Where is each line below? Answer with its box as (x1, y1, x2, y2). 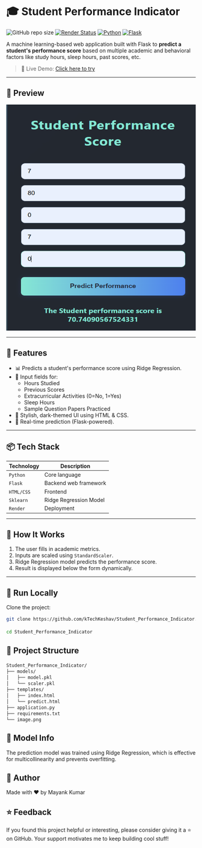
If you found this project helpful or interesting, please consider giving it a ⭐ (6, 826, 192, 834)
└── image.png (6, 717, 42, 723)
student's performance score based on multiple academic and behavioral (6, 46, 191, 54)
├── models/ (6, 668, 36, 674)
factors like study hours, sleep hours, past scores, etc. (6, 53, 141, 60)
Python (8, 473, 25, 479)
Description (60, 462, 91, 470)
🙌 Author (6, 773, 40, 783)
